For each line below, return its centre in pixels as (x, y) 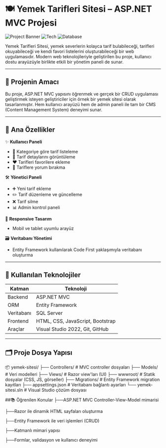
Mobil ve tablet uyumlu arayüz (43, 228)
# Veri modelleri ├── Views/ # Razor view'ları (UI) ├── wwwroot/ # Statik (80, 374)
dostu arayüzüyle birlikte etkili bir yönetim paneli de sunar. (64, 62)
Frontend (18, 321)
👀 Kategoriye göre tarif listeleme (45, 151)
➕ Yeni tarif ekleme (32, 188)
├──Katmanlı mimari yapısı (33, 430)
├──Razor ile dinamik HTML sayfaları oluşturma (54, 411)
